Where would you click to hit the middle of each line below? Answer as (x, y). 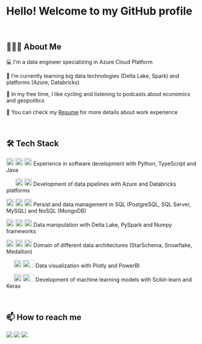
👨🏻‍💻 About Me (34, 47)
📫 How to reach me (44, 317)
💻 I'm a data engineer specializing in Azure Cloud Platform (79, 62)
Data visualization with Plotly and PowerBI (87, 265)
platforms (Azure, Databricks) (43, 82)
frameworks (21, 231)
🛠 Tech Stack (33, 144)
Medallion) (20, 252)
